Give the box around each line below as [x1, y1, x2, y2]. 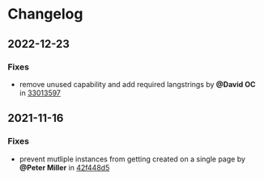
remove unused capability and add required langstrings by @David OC [19, 79, 256, 89]
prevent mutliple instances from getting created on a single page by [19, 154, 246, 164]
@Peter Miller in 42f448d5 [19, 162, 110, 172]
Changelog [7, 5, 83, 23]
